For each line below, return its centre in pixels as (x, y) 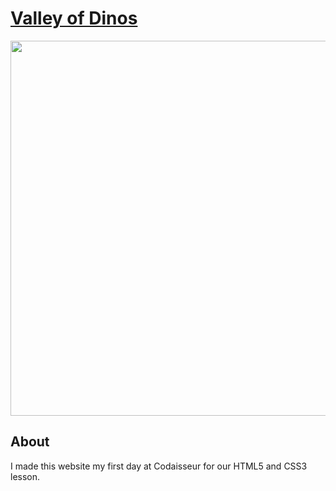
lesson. (25, 476)
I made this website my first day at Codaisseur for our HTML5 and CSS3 (159, 466)
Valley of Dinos (74, 18)
